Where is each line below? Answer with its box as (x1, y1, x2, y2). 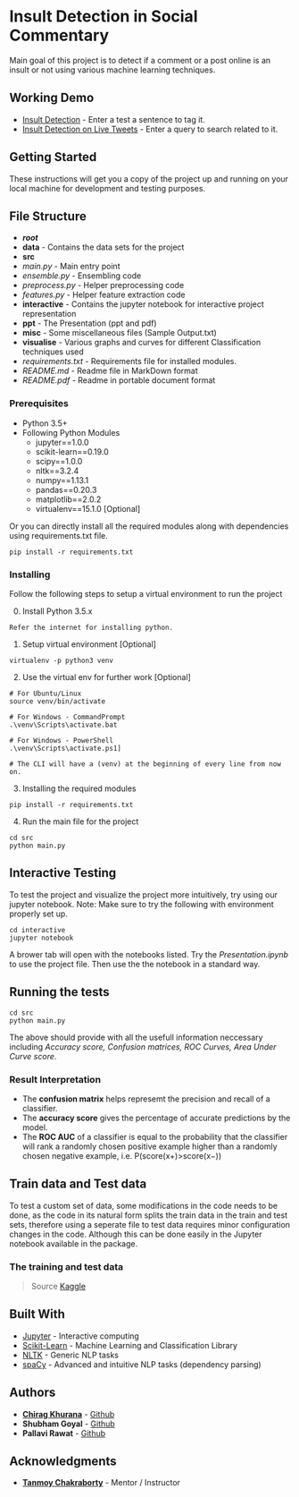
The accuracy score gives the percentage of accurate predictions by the (21, 1112, 291, 1123)
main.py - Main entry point (21, 261, 120, 272)
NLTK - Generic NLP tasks (21, 1349, 119, 1360)
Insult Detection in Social (9, 6, 198, 27)
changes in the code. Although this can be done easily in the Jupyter (9, 1229, 262, 1239)
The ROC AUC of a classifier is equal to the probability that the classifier (21, 1131, 288, 1142)
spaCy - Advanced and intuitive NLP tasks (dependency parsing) (21, 1358, 262, 1370)
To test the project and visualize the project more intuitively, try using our (9, 889, 278, 900)
